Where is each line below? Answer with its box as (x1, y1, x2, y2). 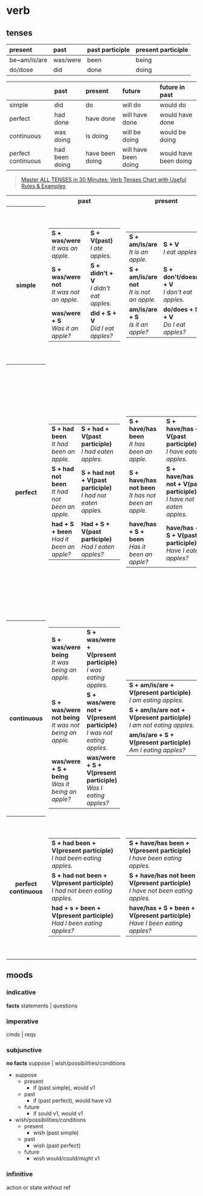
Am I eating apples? (129, 746, 185, 754)
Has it (129, 542, 146, 551)
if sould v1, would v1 (33, 1110, 83, 1117)
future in (159, 83, 185, 91)
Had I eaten (81, 542, 115, 551)
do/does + (163, 305, 193, 313)
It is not (129, 288, 150, 296)
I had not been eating (51, 886, 113, 895)
